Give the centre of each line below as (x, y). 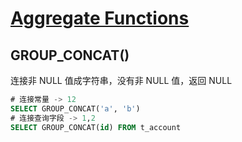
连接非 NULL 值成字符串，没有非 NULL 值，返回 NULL (121, 80)
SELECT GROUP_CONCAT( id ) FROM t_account (96, 127)
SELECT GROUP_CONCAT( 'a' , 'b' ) (75, 108)
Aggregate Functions (100, 18)
